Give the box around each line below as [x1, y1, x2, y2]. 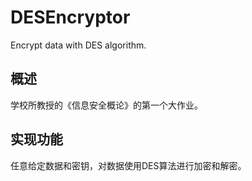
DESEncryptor [10, 6, 131, 29]
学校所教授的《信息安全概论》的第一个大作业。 [10, 99, 203, 111]
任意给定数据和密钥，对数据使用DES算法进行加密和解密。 [10, 159, 247, 171]
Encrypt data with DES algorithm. [10, 39, 147, 51]
